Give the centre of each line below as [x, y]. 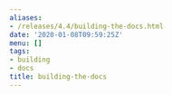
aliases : [26, 18]
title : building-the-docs [58, 77]
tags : [19, 52]
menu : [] [26, 43]
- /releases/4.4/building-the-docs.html [87, 26]
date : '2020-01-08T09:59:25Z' [67, 34]
